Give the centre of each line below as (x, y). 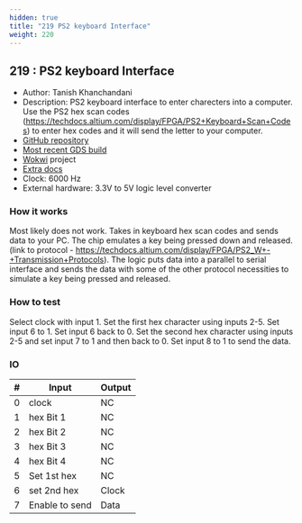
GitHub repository (55, 140)
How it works (39, 212)
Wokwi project (49, 159)
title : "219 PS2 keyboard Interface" (80, 26)
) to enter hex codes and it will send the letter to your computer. (145, 131)
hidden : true (34, 18)
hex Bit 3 (47, 446)
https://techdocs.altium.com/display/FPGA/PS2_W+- (173, 250)
